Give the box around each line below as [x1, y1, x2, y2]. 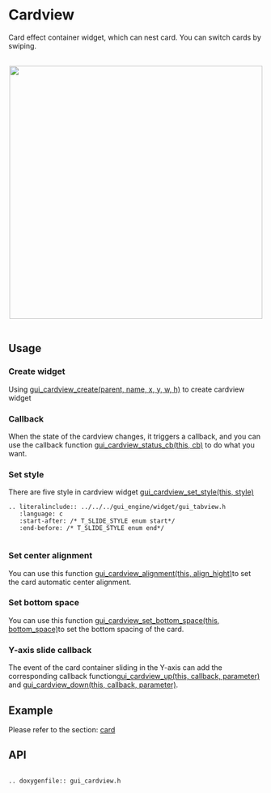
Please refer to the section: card [8, 724, 116, 734]
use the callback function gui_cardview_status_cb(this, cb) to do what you [8, 439, 255, 450]
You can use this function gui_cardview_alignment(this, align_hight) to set [8, 568, 252, 578]
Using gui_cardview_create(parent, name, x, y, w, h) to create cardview [8, 384, 245, 394]
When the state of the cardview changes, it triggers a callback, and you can [8, 431, 261, 441]
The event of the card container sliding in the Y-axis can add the [8, 663, 222, 672]
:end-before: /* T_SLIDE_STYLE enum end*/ [19, 524, 164, 532]
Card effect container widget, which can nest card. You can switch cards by [8, 32, 261, 42]
